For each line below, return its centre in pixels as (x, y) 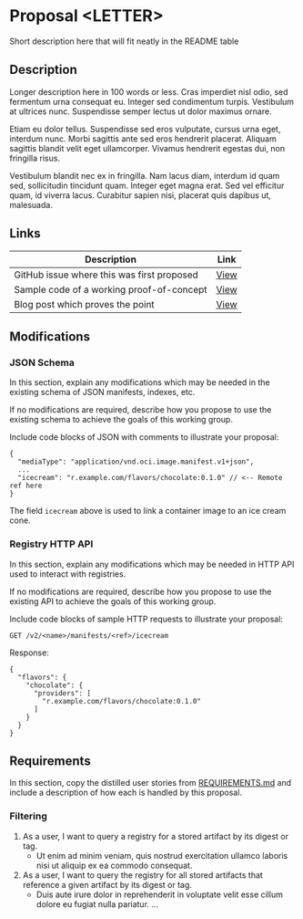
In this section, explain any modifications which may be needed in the (140, 382)
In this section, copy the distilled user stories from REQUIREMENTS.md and (151, 783)
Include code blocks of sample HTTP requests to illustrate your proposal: (146, 619)
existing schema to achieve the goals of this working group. (121, 420)
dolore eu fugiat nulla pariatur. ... (97, 903)
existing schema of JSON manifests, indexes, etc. (102, 392)
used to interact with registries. (68, 574)
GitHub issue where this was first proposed (106, 275)
